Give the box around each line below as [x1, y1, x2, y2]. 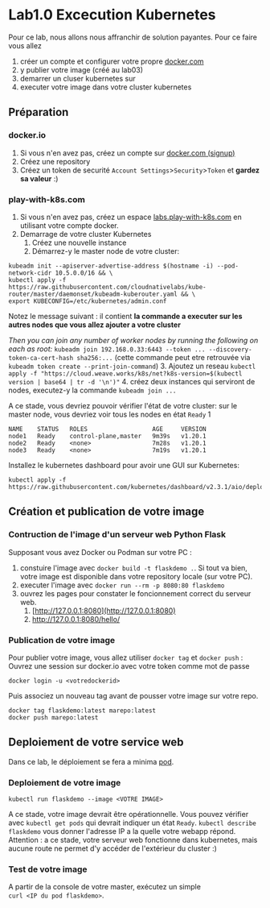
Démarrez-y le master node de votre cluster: [31, 246, 179, 255]
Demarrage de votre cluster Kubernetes [19, 229, 152, 238]
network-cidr [8, 268, 52, 277]
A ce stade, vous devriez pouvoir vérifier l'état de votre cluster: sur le [8, 400, 238, 410]
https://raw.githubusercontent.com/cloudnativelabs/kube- [8, 283, 207, 291]
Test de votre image [8, 864, 88, 875]
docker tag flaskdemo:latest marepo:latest [8, 707, 157, 715]
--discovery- [208, 345, 252, 354]
